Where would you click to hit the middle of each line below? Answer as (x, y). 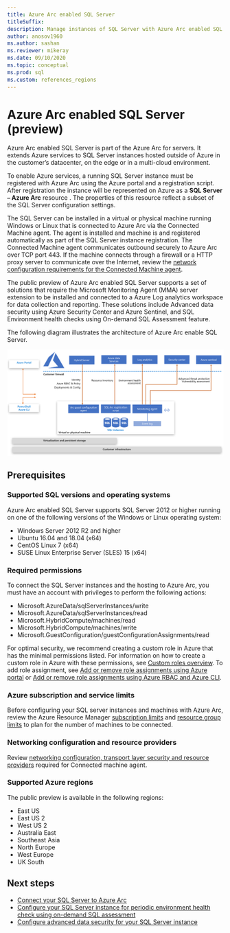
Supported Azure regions (50, 783)
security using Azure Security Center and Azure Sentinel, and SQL (101, 312)
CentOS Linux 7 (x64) (48, 545)
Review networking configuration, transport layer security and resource (108, 757)
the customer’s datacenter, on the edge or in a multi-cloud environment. (109, 163)
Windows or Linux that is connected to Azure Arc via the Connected (103, 226)
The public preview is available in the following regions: (85, 797)
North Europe (36, 847)
